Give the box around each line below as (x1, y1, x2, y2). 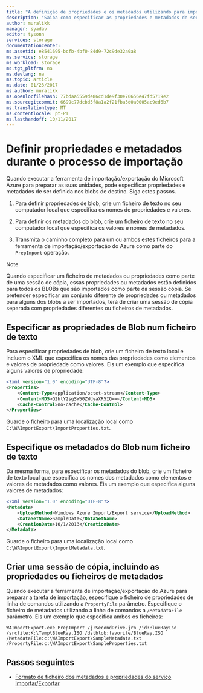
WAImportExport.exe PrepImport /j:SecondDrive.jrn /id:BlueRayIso (6, 625, 177, 631)
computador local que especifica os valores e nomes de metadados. (14, 224, 186, 232)
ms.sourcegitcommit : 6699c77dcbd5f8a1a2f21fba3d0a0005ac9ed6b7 (6, 99, 169, 105)
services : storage (6, 37, 53, 43)
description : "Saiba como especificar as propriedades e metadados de (6, 15, 188, 21)
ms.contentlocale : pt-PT (6, 110, 69, 116)
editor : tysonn (6, 32, 45, 38)
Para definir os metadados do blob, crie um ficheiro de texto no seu (14, 218, 184, 225)
